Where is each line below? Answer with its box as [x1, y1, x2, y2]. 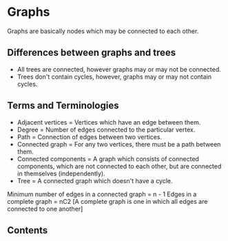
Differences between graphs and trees [7, 47, 176, 59]
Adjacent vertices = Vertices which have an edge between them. [17, 118, 201, 126]
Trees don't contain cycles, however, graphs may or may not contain [17, 72, 212, 81]
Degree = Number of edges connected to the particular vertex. [17, 125, 196, 134]
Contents [7, 224, 48, 236]
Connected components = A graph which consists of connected [17, 154, 200, 163]
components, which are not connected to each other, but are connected [17, 162, 222, 170]
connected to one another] [7, 205, 83, 213]
